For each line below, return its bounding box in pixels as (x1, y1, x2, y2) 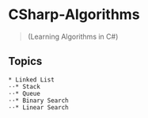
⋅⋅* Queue (8, 89, 41, 97)
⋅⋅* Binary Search (8, 97, 69, 105)
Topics (8, 55, 43, 68)
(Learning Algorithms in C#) (27, 32, 119, 41)
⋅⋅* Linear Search (8, 103, 69, 112)
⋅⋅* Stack (8, 82, 41, 90)
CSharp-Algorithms (8, 6, 140, 24)
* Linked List (8, 75, 55, 84)
